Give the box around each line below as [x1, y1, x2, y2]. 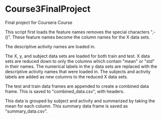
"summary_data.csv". [5, 108, 48, 114]
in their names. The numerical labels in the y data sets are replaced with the [5, 63, 158, 69]
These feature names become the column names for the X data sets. [12, 34, 150, 40]
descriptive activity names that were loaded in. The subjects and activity [5, 68, 151, 74]
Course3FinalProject [5, 3, 91, 15]
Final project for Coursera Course [5, 20, 73, 25]
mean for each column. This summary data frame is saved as [5, 103, 128, 109]
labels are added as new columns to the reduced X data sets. [5, 74, 128, 79]
